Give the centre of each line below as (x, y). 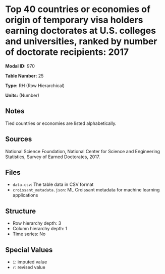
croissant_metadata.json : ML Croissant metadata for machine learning (86, 190)
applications (25, 195)
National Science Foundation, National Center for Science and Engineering (83, 151)
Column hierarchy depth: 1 (40, 229)
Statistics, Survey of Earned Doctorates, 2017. (53, 157)
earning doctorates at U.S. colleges (81, 31)
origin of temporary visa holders (74, 20)
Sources (19, 139)
